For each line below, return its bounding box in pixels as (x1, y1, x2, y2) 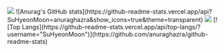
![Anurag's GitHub (15, 8, 68, 16)
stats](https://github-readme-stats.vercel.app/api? (68, 8, 212, 16)
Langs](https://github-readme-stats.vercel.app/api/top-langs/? (21, 23, 201, 31)
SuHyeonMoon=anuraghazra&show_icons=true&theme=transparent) (7, 16, 204, 23)
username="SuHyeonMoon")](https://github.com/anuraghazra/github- (7, 30, 209, 38)
